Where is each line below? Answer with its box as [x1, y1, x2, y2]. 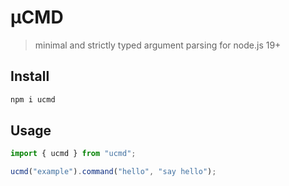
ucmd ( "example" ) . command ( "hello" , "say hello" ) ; [10, 167, 217, 177]
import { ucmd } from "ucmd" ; [10, 149, 137, 159]
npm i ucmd [10, 94, 56, 105]
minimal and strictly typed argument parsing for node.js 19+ [34, 39, 282, 51]
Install [10, 68, 50, 85]
